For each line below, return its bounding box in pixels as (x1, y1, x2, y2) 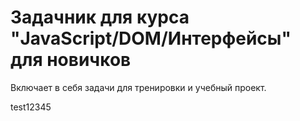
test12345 (10, 101, 52, 113)
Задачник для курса (10, 6, 190, 29)
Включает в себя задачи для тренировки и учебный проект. (10, 81, 267, 93)
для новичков (10, 49, 132, 71)
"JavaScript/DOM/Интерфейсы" (10, 27, 292, 50)
